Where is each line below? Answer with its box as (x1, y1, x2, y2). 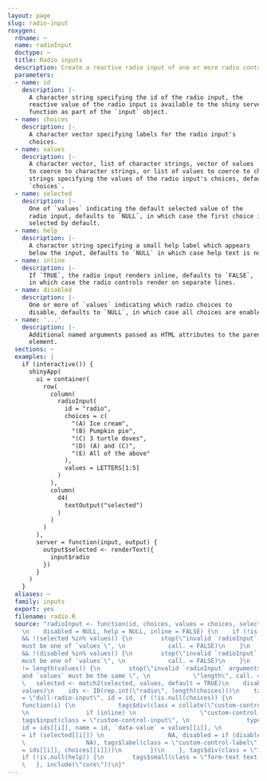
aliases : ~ (14, 590, 51, 598)
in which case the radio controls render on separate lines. (28, 278, 237, 287)
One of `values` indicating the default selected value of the (28, 204, 244, 212)
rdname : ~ (14, 34, 47, 42)
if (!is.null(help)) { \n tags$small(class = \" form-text (22, 753, 240, 762)
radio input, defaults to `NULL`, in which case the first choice (28, 212, 254, 220)
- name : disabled (14, 286, 73, 294)
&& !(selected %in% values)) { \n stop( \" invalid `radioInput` (22, 635, 258, 643)
